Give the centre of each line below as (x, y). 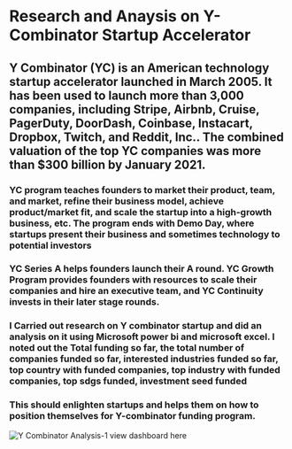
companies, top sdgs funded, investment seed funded (128, 381)
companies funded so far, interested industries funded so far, (144, 359)
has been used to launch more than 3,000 (127, 95)
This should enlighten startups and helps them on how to (134, 405)
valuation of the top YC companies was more (135, 151)
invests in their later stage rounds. (85, 302)
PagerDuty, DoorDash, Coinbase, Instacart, (131, 123)
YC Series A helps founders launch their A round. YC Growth (142, 269)
